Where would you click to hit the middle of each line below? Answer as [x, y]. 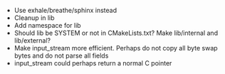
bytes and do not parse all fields [61, 55]
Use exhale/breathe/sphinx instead [66, 10]
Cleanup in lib [34, 18]
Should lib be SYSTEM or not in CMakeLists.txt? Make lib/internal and [116, 33]
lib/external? [32, 41]
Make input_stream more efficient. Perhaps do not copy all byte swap [116, 48]
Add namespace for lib [47, 25]
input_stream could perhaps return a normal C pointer [93, 63]
